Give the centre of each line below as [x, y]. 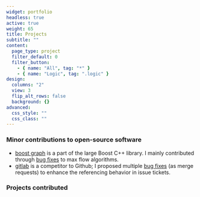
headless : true [25, 18]
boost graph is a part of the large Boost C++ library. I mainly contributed [105, 153]
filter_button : [31, 62]
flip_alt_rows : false [39, 96]
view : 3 [21, 91]
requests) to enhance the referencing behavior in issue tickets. [92, 172]
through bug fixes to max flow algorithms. [67, 159]
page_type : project [36, 51]
